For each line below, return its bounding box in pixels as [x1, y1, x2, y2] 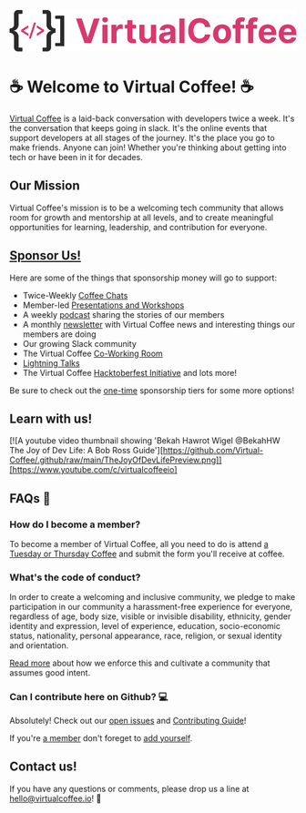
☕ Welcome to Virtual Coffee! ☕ [9, 76, 255, 97]
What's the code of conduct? [9, 571, 141, 584]
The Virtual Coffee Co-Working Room [22, 348, 164, 359]
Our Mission [9, 178, 80, 194]
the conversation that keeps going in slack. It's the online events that [9, 123, 267, 134]
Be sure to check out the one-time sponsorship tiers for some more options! [9, 384, 294, 396]
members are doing [22, 329, 97, 340]
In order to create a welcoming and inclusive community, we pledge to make [9, 592, 296, 603]
